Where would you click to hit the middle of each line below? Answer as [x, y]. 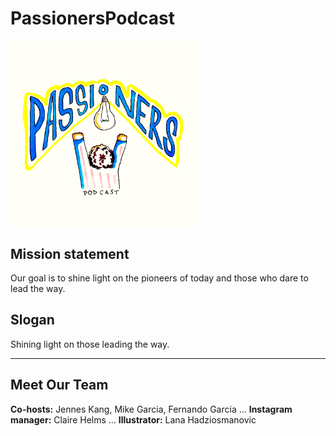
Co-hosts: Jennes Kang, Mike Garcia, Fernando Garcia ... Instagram [151, 409]
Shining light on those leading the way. [90, 344]
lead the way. [38, 288]
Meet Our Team [59, 385]
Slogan [32, 320]
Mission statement [70, 253]
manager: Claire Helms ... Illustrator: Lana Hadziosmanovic [133, 419]
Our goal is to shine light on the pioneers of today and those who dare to [159, 278]
